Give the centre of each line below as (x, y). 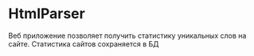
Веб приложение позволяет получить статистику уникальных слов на (127, 35)
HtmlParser (47, 14)
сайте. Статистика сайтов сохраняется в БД (84, 43)
